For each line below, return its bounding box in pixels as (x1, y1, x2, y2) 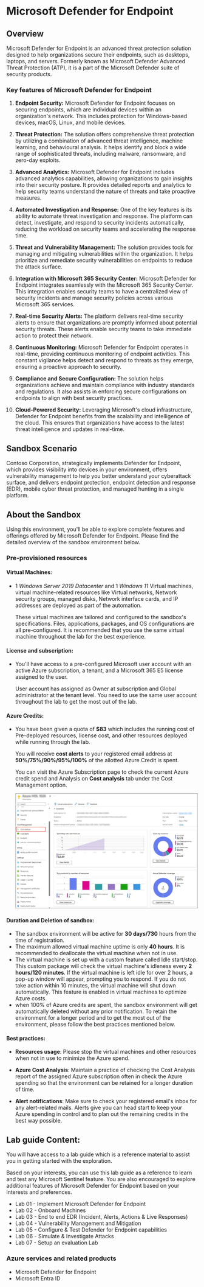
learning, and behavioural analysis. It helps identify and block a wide (15, 144, 187, 151)
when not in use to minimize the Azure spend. (15, 1054, 130, 1062)
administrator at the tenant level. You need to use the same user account (15, 692, 197, 699)
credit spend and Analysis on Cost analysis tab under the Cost (15, 775, 173, 782)
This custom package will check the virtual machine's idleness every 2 (15, 963, 192, 970)
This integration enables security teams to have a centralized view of (15, 288, 188, 295)
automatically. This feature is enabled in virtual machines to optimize (15, 988, 187, 996)
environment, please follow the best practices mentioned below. (15, 1021, 175, 1028)
